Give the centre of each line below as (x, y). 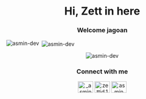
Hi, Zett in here (102, 11)
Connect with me (102, 72)
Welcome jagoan (102, 30)
